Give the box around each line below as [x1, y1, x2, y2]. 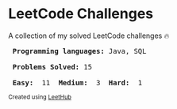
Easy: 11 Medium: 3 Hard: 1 [12, 78, 143, 87]
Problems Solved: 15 [12, 62, 93, 71]
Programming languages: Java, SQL [12, 47, 147, 55]
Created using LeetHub [8, 92, 71, 101]
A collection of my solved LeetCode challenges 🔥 [8, 31, 170, 40]
